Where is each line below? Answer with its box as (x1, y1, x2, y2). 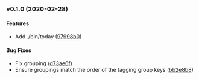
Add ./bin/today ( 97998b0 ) (14, 33, 82, 40)
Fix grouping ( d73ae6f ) (14, 60, 72, 67)
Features (6, 20, 29, 27)
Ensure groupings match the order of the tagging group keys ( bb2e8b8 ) (14, 66, 194, 74)
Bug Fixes (6, 47, 32, 54)
